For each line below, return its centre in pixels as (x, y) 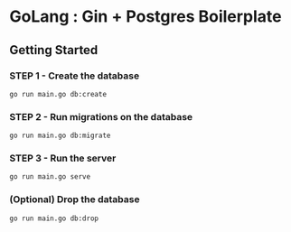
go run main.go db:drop (54, 218)
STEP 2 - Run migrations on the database (101, 116)
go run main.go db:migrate (60, 136)
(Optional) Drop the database (75, 200)
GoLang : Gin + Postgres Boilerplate (145, 17)
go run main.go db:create (58, 94)
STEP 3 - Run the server (63, 158)
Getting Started (54, 50)
